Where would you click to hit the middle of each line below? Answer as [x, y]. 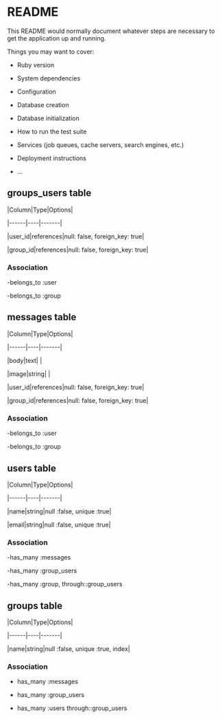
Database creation [43, 104]
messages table [42, 317]
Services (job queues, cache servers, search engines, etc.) [100, 144]
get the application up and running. [57, 38]
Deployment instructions [52, 158]
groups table [35, 606]
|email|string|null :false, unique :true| [59, 524]
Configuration [36, 91]
